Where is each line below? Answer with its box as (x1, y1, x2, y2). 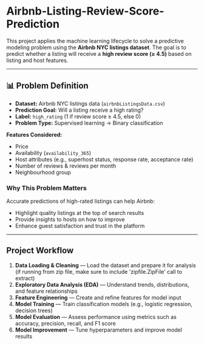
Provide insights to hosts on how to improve (15, 216, 125, 223)
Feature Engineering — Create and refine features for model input (15, 293, 182, 301)
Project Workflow (6, 245, 74, 256)
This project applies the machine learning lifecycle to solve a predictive (6, 37, 184, 44)
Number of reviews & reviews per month (15, 162, 117, 169)
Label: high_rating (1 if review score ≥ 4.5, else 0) (15, 112, 141, 120)
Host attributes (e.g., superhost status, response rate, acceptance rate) (15, 155, 194, 163)
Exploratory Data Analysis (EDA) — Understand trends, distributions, (15, 281, 189, 288)
